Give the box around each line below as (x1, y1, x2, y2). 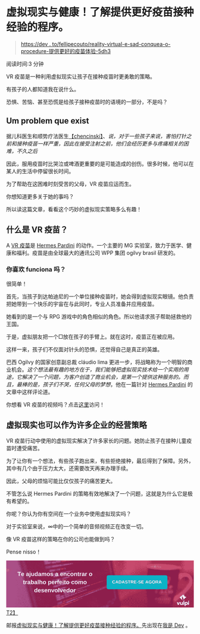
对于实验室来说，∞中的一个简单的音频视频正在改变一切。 (6, 522, 147, 530)
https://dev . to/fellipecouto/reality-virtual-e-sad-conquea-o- (20, 40, 171, 48)
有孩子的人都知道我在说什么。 (6, 85, 79, 92)
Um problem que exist (6, 116, 89, 126)
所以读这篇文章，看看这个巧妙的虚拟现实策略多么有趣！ (6, 205, 142, 212)
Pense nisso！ (6, 548, 42, 555)
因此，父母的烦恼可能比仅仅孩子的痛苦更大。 (6, 477, 116, 484)
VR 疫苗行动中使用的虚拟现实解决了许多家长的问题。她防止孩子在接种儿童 (6, 437, 187, 444)
